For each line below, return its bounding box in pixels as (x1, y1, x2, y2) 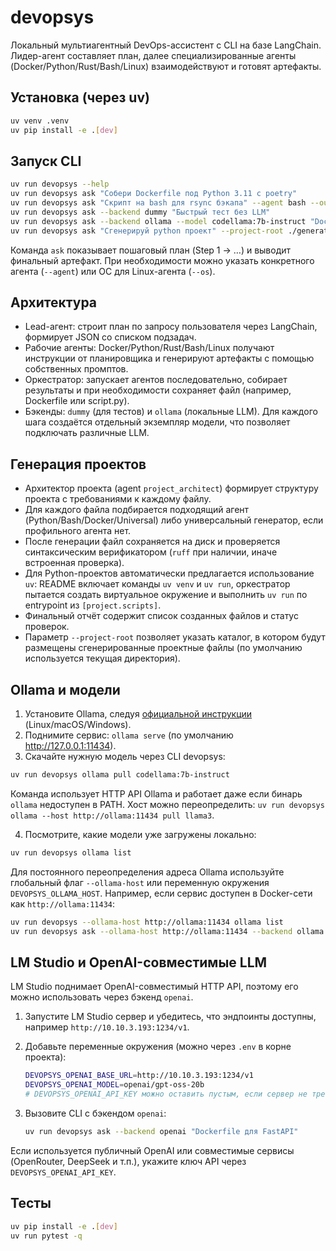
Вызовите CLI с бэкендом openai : (24, 1107, 167, 1119)
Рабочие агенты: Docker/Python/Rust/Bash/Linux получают (24, 342, 275, 354)
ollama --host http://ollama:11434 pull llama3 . (10, 809, 215, 821)
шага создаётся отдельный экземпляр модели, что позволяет (24, 416, 291, 428)
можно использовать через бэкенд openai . (10, 991, 194, 1003)
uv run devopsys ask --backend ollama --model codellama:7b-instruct (10, 216, 307, 226)
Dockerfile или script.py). (24, 395, 130, 407)
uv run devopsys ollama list (10, 847, 132, 858)
